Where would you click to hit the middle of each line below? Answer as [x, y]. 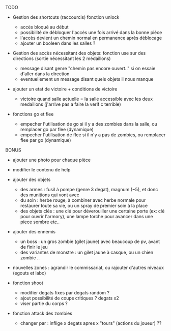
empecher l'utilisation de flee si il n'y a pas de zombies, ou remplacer [93, 135]
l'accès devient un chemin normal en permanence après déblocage [91, 38]
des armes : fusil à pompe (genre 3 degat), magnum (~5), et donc [89, 189]
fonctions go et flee [33, 114]
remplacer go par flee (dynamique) [57, 129]
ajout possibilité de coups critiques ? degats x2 [70, 298]
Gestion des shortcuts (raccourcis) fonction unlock [66, 17]
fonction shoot [28, 283]
